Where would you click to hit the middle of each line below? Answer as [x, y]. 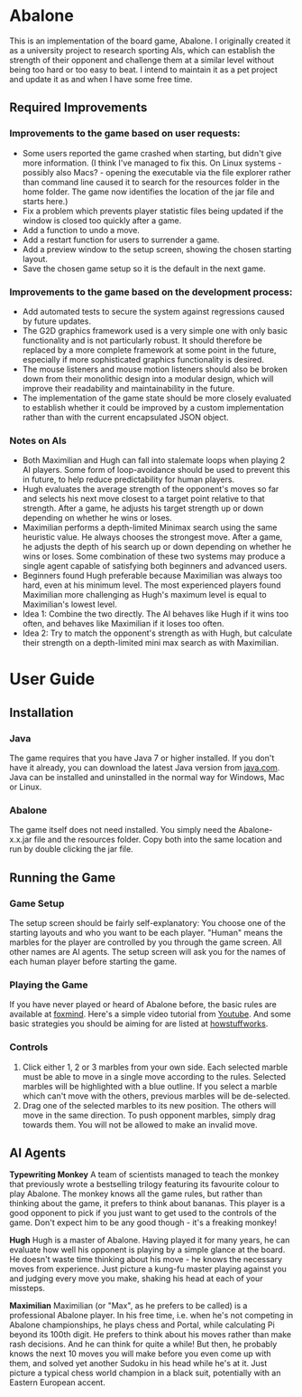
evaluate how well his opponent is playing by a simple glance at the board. [147, 1250]
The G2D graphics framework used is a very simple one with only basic [155, 330]
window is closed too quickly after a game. [102, 220]
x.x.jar [21, 840]
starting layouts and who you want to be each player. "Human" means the [146, 933]
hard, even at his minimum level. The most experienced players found [151, 585]
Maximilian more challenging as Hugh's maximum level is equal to [145, 595]
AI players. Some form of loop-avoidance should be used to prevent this [156, 470]
